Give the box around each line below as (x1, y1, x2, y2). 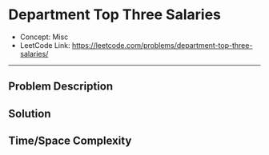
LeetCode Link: (19, 40, 70, 50)
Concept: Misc (19, 32, 69, 42)
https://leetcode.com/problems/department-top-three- (71, 40, 253, 50)
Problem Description (8, 80, 114, 93)
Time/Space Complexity (8, 134, 132, 148)
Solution (8, 106, 51, 121)
